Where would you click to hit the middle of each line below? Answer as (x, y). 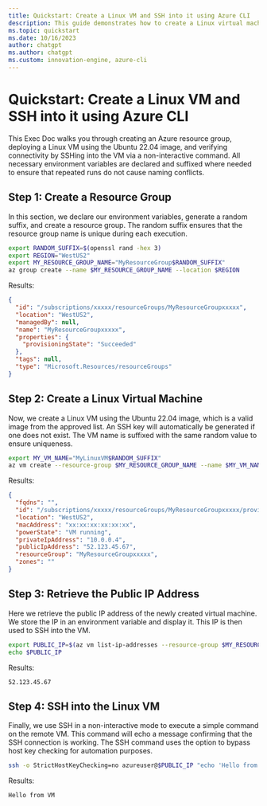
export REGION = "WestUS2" (49, 256)
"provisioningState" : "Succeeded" (79, 344)
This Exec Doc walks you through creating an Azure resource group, (120, 138)
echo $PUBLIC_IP (35, 652)
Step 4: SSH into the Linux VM (84, 706)
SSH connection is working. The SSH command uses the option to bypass (129, 742)
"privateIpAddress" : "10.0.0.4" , (71, 540)
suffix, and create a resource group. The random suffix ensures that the (126, 225)
